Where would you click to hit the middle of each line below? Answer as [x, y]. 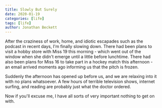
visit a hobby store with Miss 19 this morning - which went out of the [73, 52]
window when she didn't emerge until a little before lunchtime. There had [78, 57]
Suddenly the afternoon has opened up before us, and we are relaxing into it [81, 77]
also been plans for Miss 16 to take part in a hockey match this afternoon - [79, 62]
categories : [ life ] [25, 18]
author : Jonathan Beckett [31, 28]
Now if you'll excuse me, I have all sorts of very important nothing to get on [80, 96]
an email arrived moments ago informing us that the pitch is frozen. [72, 67]
